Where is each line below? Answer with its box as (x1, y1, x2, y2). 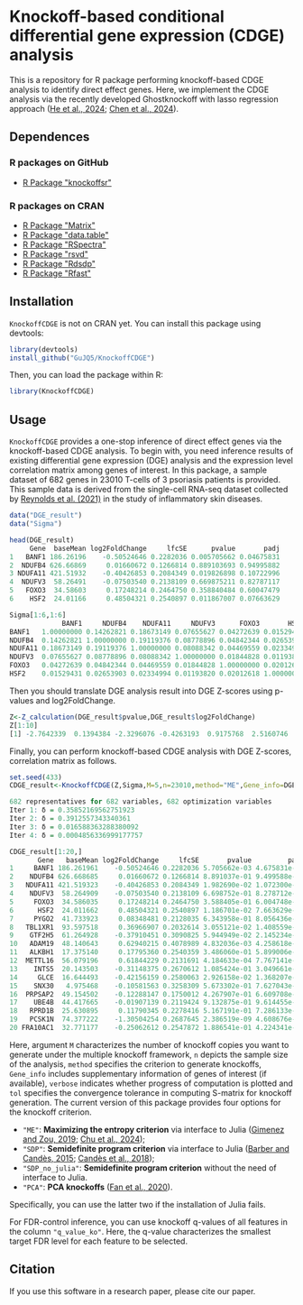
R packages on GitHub (9, 156, 109, 169)
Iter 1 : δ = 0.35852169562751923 (9, 805, 135, 815)
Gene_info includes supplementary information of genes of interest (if (9, 1068, 268, 1079)
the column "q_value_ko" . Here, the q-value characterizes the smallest (9, 1226, 271, 1236)
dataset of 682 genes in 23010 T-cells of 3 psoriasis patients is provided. (9, 474, 281, 485)
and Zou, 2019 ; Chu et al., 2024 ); (22, 1134, 146, 1144)
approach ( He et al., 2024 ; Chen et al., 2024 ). (9, 103, 179, 114)
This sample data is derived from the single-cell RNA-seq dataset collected (9, 484, 289, 495)
